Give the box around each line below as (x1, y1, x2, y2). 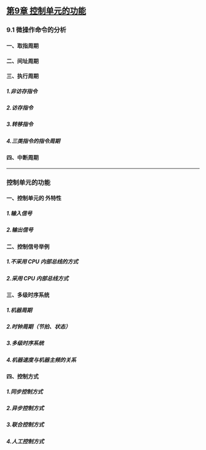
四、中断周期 (6, 154, 39, 161)
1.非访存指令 (6, 88, 38, 95)
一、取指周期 (6, 42, 39, 49)
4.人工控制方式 (6, 437, 44, 445)
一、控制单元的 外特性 (6, 195, 62, 202)
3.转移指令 (6, 121, 34, 128)
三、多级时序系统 (6, 291, 50, 298)
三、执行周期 (6, 72, 39, 80)
